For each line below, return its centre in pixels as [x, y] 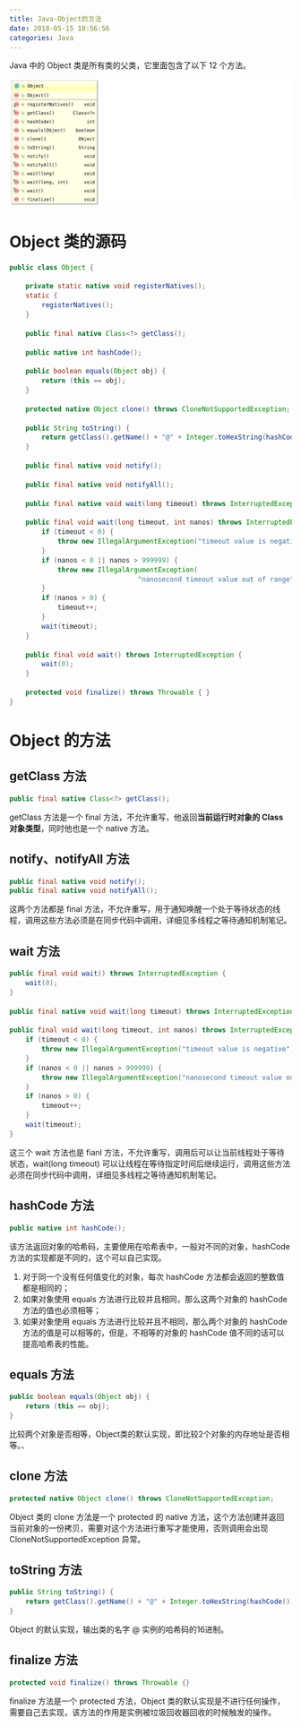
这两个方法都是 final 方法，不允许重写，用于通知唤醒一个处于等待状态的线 [145, 909]
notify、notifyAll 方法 [69, 859]
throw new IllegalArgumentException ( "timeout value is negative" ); [170, 1049]
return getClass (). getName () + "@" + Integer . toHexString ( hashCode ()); [162, 1602]
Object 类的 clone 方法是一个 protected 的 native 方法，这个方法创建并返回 [147, 1516]
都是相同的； [46, 1288]
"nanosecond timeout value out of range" [216, 579]
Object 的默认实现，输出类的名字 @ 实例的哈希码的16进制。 [119, 1629]
